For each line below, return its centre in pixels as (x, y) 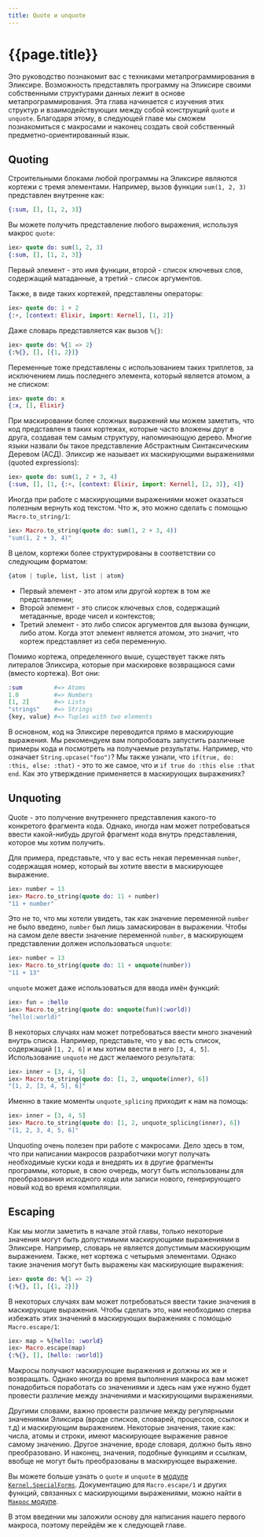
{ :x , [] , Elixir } (37, 406)
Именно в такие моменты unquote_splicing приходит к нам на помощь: (128, 1101)
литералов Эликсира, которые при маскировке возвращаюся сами (122, 665)
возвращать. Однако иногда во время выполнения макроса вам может (128, 1379)
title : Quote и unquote (47, 15)
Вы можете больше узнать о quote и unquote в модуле (98, 1476)
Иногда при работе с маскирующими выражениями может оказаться (126, 499)
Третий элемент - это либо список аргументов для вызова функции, (135, 624)
